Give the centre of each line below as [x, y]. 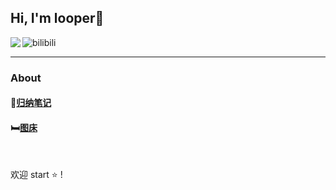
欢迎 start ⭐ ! [36, 174]
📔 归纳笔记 [31, 103]
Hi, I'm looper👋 [57, 18]
